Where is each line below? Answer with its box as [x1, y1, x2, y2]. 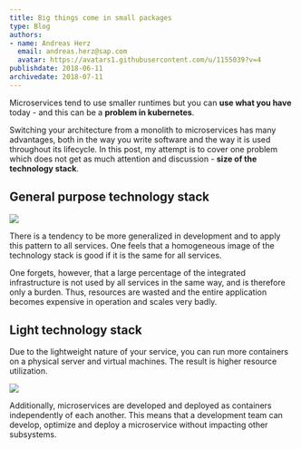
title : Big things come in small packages [9, 13, 172, 23]
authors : [9, 30, 43, 39]
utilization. [9, 366, 48, 376]
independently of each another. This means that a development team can [9, 410, 284, 421]
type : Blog [9, 22, 51, 31]
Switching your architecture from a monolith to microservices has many [9, 124, 277, 135]
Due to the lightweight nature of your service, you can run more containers [9, 347, 288, 357]
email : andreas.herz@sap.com [17, 47, 128, 56]
